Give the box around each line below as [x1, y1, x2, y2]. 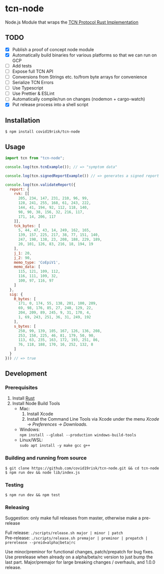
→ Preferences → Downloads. [27, 421, 88, 428]
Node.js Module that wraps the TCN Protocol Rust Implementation [5, 19, 138, 25]
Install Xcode [27, 411, 54, 417]
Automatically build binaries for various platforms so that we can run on [12, 52, 157, 58]
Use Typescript [12, 85, 43, 91]
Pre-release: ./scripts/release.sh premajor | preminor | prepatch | [5, 535, 148, 541]
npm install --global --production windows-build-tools [19, 433, 137, 438]
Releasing [5, 504, 29, 511]
